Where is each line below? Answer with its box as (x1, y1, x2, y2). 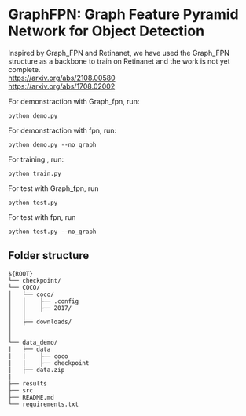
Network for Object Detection (8, 22, 205, 40)
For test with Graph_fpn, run (8, 183, 100, 193)
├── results (8, 379, 47, 388)
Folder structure (8, 249, 90, 262)
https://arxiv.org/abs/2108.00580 (8, 73, 116, 82)
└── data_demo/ (8, 338, 58, 346)
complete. (8, 64, 41, 74)
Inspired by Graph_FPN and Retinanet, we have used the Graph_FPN (8, 48, 230, 57)
